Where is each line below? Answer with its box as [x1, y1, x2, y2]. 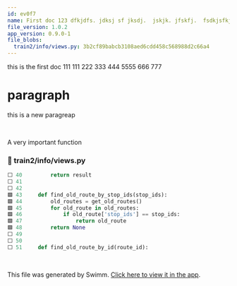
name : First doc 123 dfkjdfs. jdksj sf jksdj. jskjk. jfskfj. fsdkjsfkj [7, 17, 232, 24]
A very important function [7, 138, 83, 146]
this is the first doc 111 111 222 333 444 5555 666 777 [7, 63, 162, 71]
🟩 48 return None [7, 224, 86, 232]
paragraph [7, 88, 71, 103]
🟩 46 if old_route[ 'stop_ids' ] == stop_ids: [7, 211, 181, 218]
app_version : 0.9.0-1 [7, 30, 71, 37]
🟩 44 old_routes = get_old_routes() [7, 198, 142, 205]
